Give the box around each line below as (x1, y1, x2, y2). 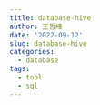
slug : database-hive (9, 38, 88, 48)
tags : (9, 65, 30, 74)
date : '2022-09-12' (9, 30, 84, 39)
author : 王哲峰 (9, 22, 63, 31)
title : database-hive (9, 13, 92, 23)
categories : (9, 47, 55, 57)
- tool (17, 73, 43, 82)
